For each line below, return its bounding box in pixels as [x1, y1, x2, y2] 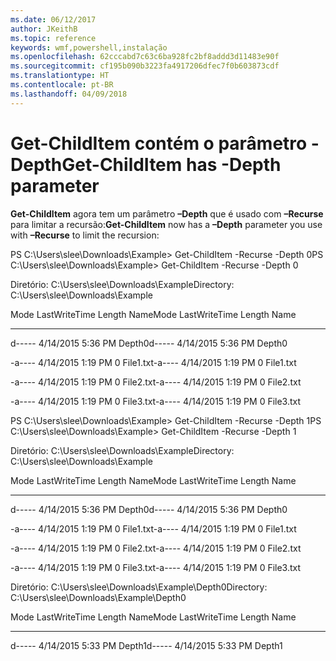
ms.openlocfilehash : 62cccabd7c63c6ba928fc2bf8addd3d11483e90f [10, 52, 280, 62]
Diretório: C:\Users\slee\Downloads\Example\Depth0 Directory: [10, 581, 268, 593]
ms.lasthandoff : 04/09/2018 [10, 89, 128, 99]
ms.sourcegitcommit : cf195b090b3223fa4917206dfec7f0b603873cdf [10, 61, 280, 71]
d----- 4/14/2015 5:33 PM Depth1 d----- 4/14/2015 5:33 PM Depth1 [10, 639, 283, 651]
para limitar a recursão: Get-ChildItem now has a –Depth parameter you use [10, 218, 323, 230]
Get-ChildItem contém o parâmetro [10, 132, 308, 155]
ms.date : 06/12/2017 [10, 14, 97, 25]
